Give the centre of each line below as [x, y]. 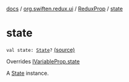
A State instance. [28, 73]
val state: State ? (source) [41, 49]
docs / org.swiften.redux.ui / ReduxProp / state [64, 9]
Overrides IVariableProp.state [43, 61]
